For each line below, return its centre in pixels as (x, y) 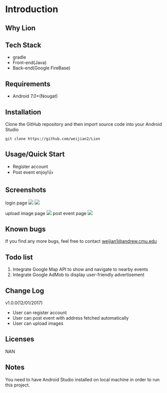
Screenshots (26, 190)
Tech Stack (23, 45)
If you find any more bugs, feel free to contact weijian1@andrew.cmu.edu (81, 241)
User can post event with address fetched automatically (71, 318)
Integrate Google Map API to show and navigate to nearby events (80, 270)
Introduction (32, 9)
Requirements (28, 84)
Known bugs (26, 229)
